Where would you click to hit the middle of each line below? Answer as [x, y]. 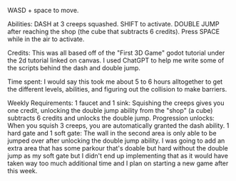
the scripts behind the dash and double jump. [74, 68]
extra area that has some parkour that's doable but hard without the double [118, 148]
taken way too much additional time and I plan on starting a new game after [118, 163]
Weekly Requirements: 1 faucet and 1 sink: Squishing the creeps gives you [116, 103]
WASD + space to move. [43, 10]
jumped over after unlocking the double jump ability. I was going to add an [116, 141]
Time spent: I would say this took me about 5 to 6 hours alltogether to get [115, 82]
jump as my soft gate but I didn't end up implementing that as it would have [118, 156]
